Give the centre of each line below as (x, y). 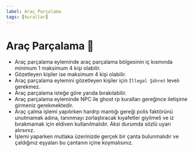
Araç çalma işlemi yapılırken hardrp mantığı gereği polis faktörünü (94, 112)
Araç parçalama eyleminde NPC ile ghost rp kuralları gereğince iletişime (101, 99)
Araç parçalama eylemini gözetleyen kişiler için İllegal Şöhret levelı (97, 81)
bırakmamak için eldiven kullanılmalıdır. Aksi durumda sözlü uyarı (93, 124)
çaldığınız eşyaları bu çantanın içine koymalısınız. (74, 143)
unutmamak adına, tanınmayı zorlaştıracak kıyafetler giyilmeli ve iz (94, 118)
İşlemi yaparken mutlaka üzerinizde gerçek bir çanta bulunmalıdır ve (97, 137)
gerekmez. (27, 87)
